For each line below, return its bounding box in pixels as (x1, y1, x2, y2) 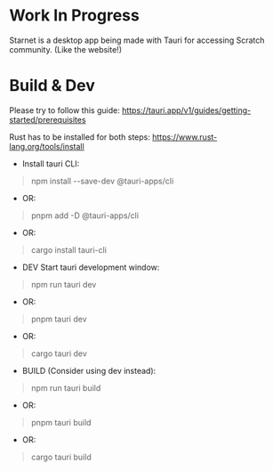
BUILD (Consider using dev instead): (21, 365, 157, 376)
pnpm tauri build (30, 417, 92, 427)
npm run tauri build (30, 382, 101, 393)
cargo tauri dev (30, 348, 87, 359)
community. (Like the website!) (9, 44, 123, 54)
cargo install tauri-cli (30, 244, 107, 255)
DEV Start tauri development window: (21, 262, 160, 272)
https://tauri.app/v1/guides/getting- (121, 104, 252, 116)
